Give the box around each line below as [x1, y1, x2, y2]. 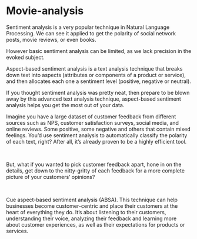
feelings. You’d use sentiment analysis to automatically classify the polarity [6, 131, 188, 139]
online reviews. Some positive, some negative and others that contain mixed [6, 125, 191, 132]
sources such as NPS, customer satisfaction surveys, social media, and [6, 119, 179, 126]
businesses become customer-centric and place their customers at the [6, 202, 178, 210]
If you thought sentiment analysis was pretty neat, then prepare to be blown [6, 89, 190, 96]
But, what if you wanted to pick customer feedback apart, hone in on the [6, 161, 182, 168]
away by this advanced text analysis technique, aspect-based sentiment [6, 95, 181, 102]
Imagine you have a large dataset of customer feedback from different [6, 113, 176, 120]
